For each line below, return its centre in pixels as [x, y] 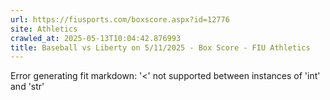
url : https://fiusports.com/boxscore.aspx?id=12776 [120, 19]
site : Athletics [44, 29]
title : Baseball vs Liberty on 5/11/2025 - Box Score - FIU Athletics [160, 47]
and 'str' [27, 87]
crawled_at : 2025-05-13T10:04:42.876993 [96, 38]
